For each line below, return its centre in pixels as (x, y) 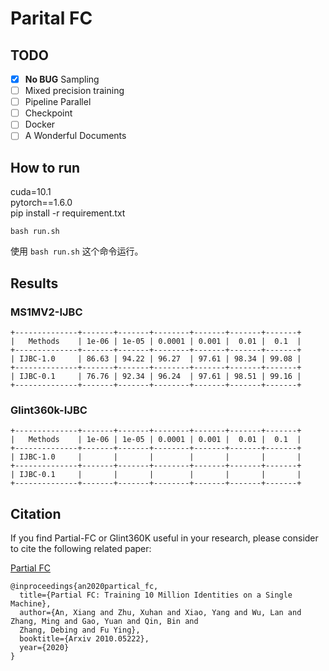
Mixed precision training (74, 91)
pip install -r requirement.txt (68, 213)
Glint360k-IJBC (49, 410)
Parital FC (51, 18)
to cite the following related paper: (81, 548)
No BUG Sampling (62, 79)
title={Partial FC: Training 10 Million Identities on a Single (156, 595)
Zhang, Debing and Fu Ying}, (80, 630)
